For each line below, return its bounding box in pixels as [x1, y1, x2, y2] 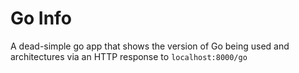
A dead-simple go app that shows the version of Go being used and [10, 40, 290, 52]
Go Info [10, 7, 72, 30]
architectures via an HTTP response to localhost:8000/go [10, 50, 248, 62]
